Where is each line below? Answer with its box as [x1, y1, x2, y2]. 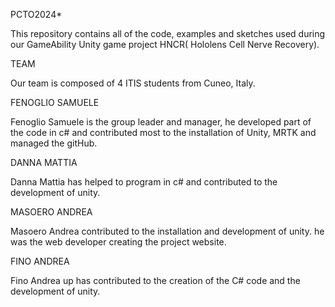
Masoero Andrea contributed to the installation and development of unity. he [10, 225, 325, 237]
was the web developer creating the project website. [10, 236, 227, 248]
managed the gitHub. [10, 137, 98, 149]
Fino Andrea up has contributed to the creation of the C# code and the [10, 275, 301, 286]
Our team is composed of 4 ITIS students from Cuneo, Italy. [10, 77, 256, 89]
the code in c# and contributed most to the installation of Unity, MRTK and [10, 127, 317, 138]
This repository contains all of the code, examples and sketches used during [10, 28, 326, 39]
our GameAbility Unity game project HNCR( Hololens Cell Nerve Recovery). [10, 39, 320, 50]
